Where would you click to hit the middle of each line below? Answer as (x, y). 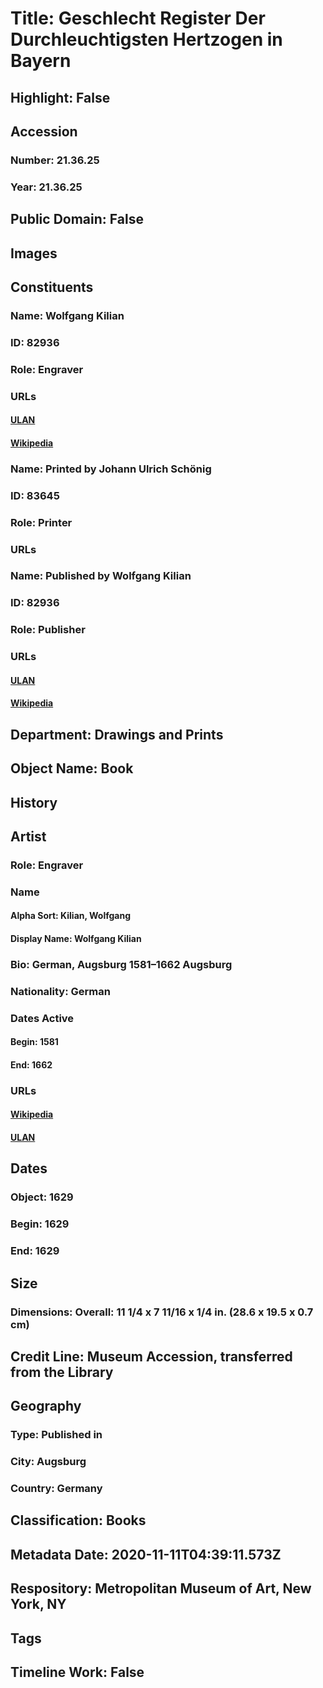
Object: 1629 (42, 1197)
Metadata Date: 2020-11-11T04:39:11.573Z (146, 1554)
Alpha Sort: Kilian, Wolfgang (71, 916)
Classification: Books (78, 1520)
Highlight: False (60, 97)
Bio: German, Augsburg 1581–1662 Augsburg (121, 964)
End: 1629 (35, 1251)
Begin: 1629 (40, 1224)
